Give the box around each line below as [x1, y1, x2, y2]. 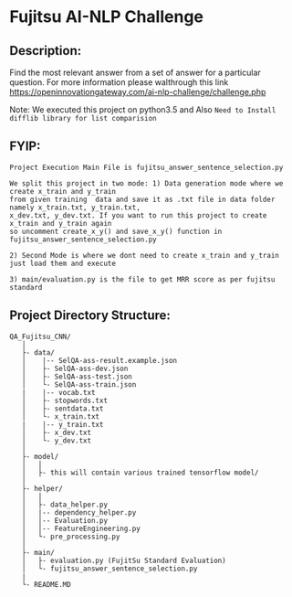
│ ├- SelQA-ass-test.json [21, 372, 132, 381]
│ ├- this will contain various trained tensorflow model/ [21, 468, 259, 477]
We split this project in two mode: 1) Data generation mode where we [9, 178, 284, 188]
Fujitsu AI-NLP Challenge [9, 6, 203, 27]
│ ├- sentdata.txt [21, 404, 104, 413]
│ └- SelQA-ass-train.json [21, 379, 137, 389]
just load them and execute [9, 259, 117, 268]
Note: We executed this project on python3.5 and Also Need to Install [9, 104, 276, 115]
